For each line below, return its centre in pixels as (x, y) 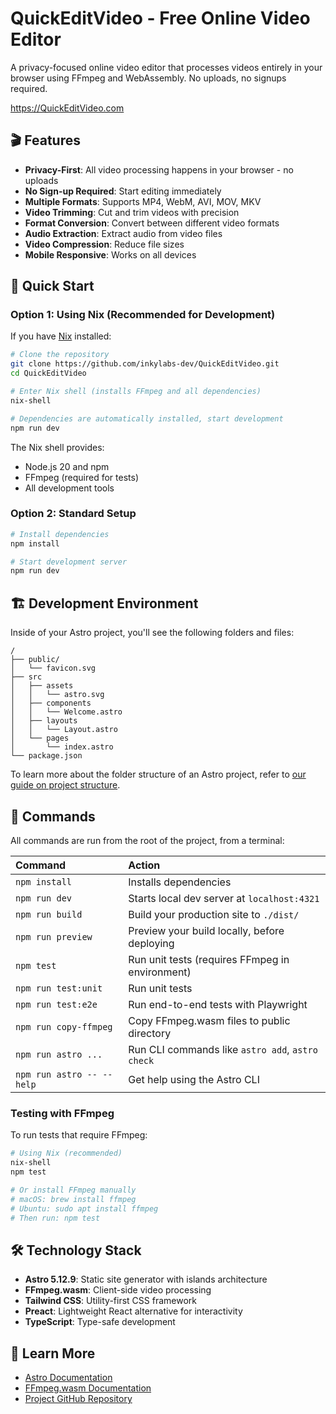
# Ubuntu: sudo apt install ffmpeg (84, 1208)
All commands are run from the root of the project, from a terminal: (147, 840)
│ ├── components (51, 703)
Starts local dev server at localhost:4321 (224, 898)
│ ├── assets (42, 686)
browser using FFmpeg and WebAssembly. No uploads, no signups (148, 78)
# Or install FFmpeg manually (73, 1190)
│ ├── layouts (44, 721)
